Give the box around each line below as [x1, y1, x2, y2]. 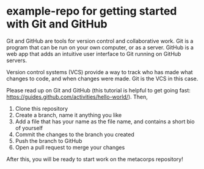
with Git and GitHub [6, 17, 108, 31]
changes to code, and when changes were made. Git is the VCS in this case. [6, 75, 199, 82]
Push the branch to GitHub [15, 137, 82, 144]
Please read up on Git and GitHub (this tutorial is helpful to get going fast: [6, 86, 191, 94]
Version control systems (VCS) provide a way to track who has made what [6, 68, 194, 75]
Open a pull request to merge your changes [15, 143, 125, 151]
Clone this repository [15, 105, 68, 112]
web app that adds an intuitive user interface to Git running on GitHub [6, 50, 181, 57]
